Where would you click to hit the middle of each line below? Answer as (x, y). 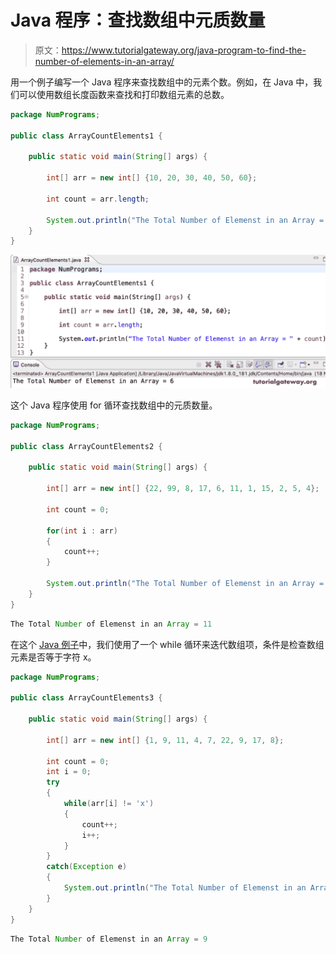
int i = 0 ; (69, 772)
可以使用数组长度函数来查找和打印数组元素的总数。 (124, 94)
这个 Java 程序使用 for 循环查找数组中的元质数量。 (114, 405)
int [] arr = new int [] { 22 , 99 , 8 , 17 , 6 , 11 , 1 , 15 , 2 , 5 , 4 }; (183, 489)
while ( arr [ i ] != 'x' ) (109, 804)
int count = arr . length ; (98, 199)
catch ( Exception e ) (87, 867)
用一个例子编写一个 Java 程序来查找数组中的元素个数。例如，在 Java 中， (162, 82)
